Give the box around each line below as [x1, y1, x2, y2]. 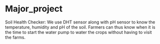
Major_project [5, 3, 63, 14]
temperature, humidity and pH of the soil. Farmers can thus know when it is [5, 24, 156, 30]
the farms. [5, 34, 26, 40]
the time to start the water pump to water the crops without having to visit [5, 29, 152, 35]
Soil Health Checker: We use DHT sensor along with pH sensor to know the [5, 19, 155, 25]
